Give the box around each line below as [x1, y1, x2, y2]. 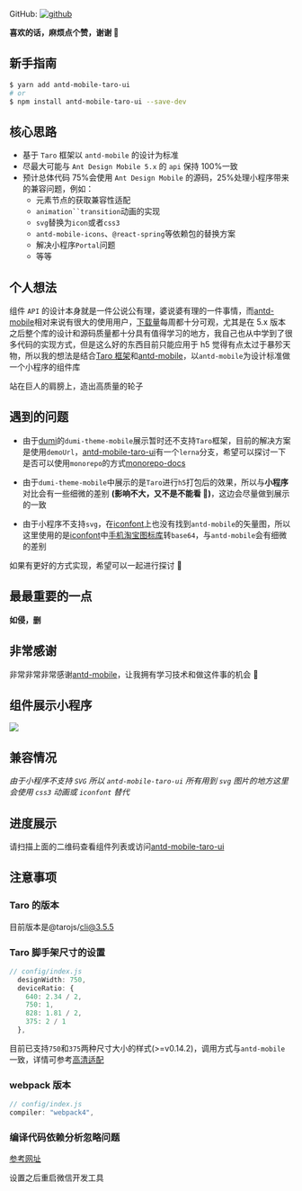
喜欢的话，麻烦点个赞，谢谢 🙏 [9, 27, 120, 38]
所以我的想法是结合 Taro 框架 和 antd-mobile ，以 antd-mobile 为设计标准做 [24, 351, 290, 362]
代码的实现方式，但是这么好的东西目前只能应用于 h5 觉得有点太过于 [16, 339, 268, 350]
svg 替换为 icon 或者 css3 [35, 217, 120, 228]
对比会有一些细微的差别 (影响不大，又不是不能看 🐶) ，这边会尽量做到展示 [22, 488, 290, 498]
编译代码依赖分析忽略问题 [9, 1131, 120, 1143]
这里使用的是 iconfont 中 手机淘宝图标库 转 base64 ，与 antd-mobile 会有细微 [22, 529, 288, 540]
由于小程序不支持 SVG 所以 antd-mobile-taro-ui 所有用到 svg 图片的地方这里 [9, 775, 289, 786]
